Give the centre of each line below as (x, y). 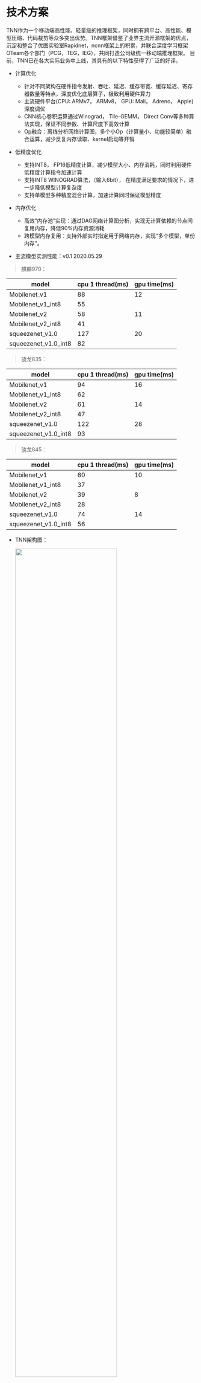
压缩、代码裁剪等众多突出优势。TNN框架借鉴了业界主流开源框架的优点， (101, 37)
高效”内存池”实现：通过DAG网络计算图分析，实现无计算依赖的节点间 (108, 221)
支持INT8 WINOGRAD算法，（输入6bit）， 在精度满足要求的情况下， (106, 179)
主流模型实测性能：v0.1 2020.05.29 (58, 256)
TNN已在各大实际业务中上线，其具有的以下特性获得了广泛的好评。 (99, 60)
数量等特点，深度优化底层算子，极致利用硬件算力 (90, 94)
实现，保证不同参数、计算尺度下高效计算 (79, 124)
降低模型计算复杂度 (58, 187)
